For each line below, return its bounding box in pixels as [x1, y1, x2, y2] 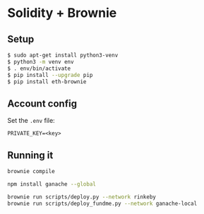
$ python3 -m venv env [7, 58, 74, 65]
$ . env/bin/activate [7, 65, 71, 72]
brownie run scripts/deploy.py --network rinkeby [7, 193, 157, 201]
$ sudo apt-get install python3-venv [7, 52, 119, 59]
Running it [7, 149, 54, 161]
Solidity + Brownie [7, 5, 117, 21]
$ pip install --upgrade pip [7, 71, 93, 78]
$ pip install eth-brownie [7, 78, 87, 85]
